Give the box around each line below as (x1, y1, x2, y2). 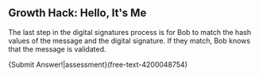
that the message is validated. (8, 44, 106, 54)
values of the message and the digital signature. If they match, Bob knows (8, 36, 251, 45)
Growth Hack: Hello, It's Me (8, 6, 147, 20)
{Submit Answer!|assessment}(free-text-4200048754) (8, 60, 188, 69)
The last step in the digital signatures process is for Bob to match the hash (8, 27, 252, 37)
